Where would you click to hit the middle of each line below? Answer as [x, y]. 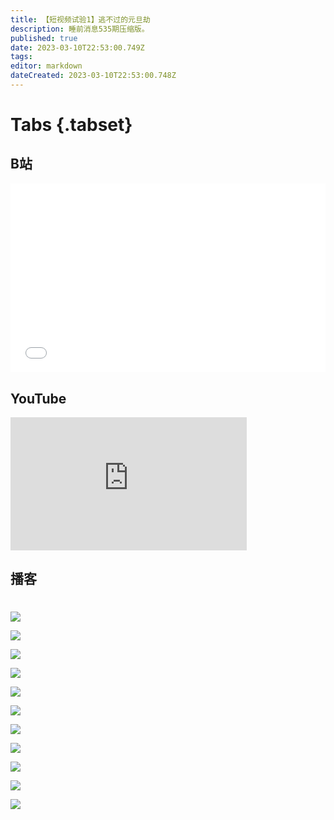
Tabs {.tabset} [71, 125]
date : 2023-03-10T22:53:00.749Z [77, 47]
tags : [21, 57]
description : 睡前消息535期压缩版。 [80, 29]
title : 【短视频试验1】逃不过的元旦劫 [80, 19]
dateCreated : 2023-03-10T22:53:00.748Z [93, 76]
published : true [44, 38]
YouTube [38, 398]
